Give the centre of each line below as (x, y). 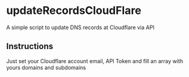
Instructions (30, 46)
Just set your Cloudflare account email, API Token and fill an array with (95, 61)
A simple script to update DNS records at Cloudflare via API (80, 27)
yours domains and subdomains (46, 67)
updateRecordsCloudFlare (74, 11)
